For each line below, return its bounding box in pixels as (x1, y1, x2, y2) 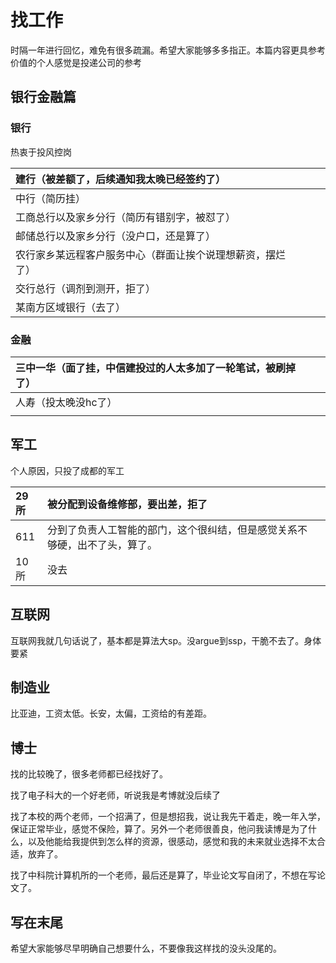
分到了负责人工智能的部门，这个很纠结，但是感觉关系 (47, 522, 298, 536)
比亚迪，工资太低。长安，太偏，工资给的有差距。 (10, 707, 212, 720)
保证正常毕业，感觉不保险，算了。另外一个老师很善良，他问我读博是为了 (10, 823, 308, 835)
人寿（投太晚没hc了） (15, 395, 118, 409)
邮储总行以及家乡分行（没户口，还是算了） (15, 229, 217, 243)
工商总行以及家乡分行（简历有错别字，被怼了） (15, 210, 237, 224)
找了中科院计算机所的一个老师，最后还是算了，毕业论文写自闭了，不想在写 (10, 869, 317, 881)
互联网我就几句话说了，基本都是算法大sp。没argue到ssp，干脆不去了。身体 (10, 634, 322, 646)
